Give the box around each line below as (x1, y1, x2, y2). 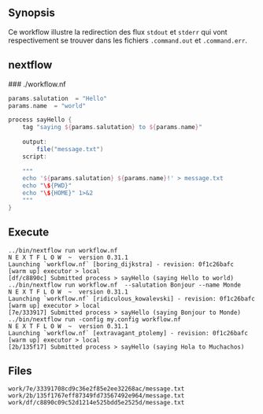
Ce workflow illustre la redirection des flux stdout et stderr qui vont (8, 27, 228, 36)
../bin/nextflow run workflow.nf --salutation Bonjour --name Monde (8, 281, 242, 289)
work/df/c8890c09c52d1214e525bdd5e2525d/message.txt (8, 399, 185, 407)
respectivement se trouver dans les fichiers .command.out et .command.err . (8, 35, 248, 45)
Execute (8, 226, 50, 239)
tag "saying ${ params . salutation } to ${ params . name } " (22, 124, 202, 131)
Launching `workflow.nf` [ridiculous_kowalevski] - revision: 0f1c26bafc (8, 294, 256, 302)
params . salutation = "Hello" (8, 94, 108, 102)
